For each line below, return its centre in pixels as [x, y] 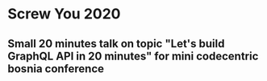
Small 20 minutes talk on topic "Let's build [116, 44]
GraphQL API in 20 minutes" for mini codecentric [133, 56]
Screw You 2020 [64, 14]
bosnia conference [56, 69]
